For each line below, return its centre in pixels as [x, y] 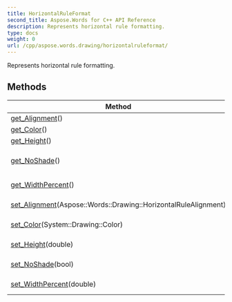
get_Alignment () [37, 118]
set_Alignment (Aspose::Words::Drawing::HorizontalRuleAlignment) [118, 205]
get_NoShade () [36, 160]
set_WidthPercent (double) [54, 284]
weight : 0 [21, 39]
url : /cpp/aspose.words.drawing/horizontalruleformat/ [88, 46]
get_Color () [29, 129]
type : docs [23, 33]
